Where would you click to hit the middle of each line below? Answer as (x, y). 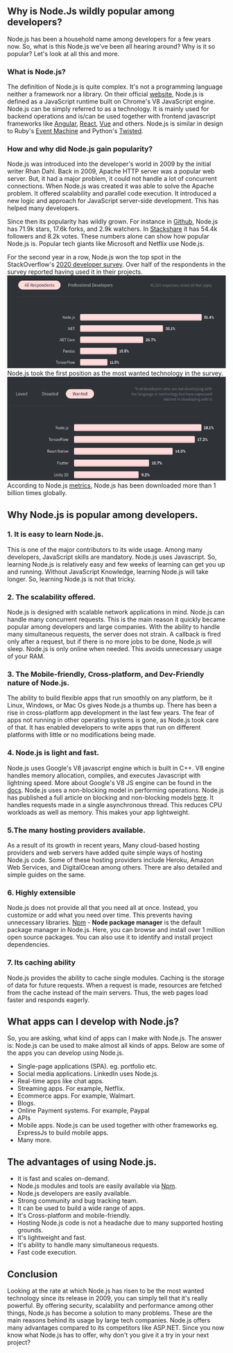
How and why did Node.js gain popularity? (80, 149)
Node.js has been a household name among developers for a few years (109, 39)
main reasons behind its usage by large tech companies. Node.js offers (109, 1320)
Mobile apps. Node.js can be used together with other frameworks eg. (118, 1126)
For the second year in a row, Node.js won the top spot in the (94, 257)
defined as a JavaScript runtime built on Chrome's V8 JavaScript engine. (111, 102)
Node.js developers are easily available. (74, 1193)
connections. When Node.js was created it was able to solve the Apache (111, 186)
